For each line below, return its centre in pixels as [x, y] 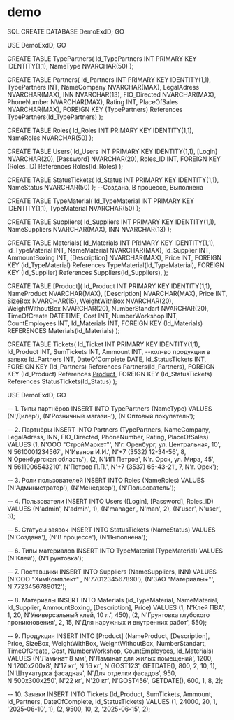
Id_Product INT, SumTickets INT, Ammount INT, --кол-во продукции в [109, 351]
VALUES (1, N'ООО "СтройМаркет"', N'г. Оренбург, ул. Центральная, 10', [114, 444]
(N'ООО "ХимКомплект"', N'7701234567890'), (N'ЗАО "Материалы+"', [111, 579]
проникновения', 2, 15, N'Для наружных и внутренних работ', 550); [107, 622]
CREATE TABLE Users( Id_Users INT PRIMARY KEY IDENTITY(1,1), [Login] [112, 151]
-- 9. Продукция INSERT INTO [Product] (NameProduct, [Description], [109, 636]
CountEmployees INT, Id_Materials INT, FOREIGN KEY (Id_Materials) [105, 323]
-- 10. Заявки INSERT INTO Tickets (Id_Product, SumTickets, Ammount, [110, 694]
